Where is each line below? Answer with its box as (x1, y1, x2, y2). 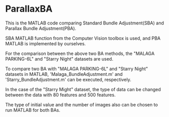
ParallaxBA (5, 3, 53, 15)
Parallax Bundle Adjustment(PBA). (5, 25, 77, 31)
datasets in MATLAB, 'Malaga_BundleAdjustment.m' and (5, 71, 123, 77)
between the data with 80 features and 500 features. (5, 92, 116, 98)
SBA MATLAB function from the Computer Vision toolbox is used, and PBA (5, 35, 161, 41)
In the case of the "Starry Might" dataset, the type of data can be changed (5, 86, 161, 92)
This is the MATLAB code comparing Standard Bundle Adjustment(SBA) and (5, 20, 164, 26)
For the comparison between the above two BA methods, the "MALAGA (5, 50, 155, 56)
